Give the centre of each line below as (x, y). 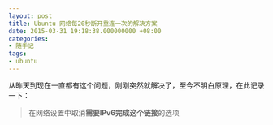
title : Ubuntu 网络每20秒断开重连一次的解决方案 (83, 24)
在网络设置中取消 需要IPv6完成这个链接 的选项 (104, 112)
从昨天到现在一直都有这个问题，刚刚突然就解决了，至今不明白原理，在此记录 (136, 85)
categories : (28, 39)
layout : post (30, 16)
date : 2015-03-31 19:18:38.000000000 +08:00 (85, 31)
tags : (17, 54)
